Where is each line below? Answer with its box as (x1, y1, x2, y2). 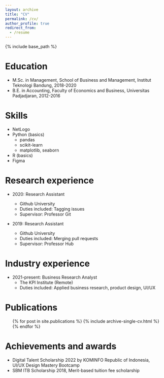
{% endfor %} (12, 323, 41, 329)
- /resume (9, 30, 30, 35)
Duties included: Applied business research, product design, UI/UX (19, 284, 156, 290)
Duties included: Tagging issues (19, 206, 85, 212)
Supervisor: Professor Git (19, 211, 71, 217)
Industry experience (5, 258, 90, 269)
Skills (5, 110, 28, 121)
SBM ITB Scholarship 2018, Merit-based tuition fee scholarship (12, 367, 140, 373)
